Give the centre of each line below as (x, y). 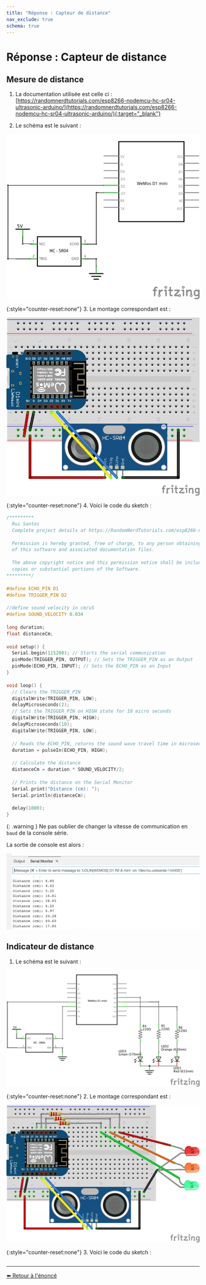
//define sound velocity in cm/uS (51, 608)
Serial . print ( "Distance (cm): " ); (56, 789)
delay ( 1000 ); (29, 808)
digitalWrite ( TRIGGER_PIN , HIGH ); (56, 718)
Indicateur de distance (50, 947)
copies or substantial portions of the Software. (76, 569)
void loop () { (25, 685)
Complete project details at (49, 530)
